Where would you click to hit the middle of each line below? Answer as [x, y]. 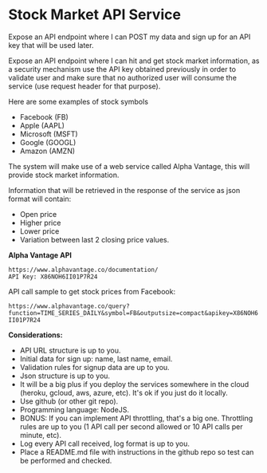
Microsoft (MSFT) [49, 134]
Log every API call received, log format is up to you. [104, 443]
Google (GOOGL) [48, 142]
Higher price [40, 223]
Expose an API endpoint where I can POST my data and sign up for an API [130, 37]
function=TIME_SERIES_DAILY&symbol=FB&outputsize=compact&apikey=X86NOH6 [133, 313]
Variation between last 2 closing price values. [94, 239]
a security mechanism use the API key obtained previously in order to [122, 69]
